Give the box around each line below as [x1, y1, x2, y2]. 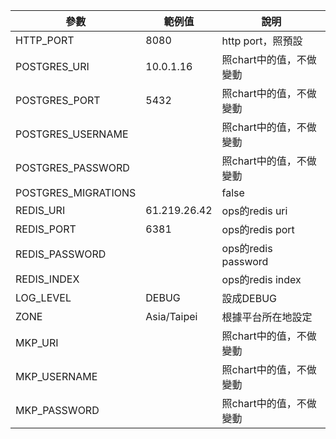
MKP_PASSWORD [15, 404, 100, 417]
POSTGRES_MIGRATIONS [15, 186, 137, 199]
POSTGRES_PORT [15, 94, 101, 107]
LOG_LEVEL [15, 291, 72, 304]
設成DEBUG [221, 292, 278, 305]
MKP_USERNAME [15, 370, 98, 383]
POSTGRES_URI [15, 60, 90, 73]
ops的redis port [221, 223, 295, 236]
